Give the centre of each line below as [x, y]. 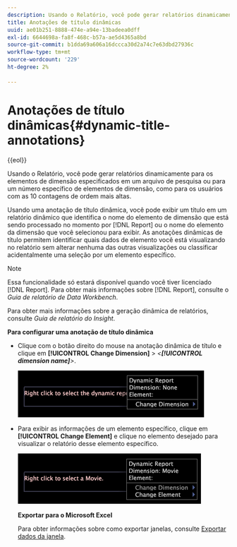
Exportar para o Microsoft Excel [65, 515]
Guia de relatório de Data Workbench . [63, 297]
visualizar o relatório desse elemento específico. [88, 443]
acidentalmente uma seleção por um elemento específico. [92, 255]
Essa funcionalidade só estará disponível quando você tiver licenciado [109, 282]
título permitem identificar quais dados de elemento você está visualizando [116, 239]
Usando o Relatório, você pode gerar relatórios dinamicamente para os [110, 174]
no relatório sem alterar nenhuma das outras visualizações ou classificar [113, 247]
